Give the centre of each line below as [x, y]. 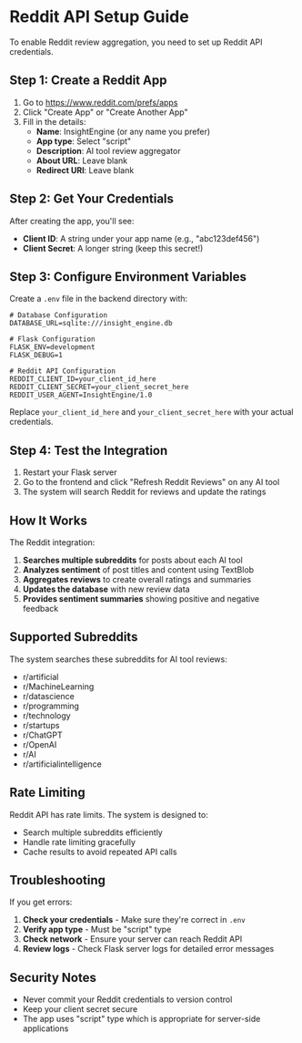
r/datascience [48, 696]
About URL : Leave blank [82, 160]
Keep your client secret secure [80, 1009]
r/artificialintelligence [62, 764]
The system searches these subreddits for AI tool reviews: [118, 659]
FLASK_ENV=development [52, 347]
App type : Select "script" [84, 141]
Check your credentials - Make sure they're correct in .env [134, 920]
